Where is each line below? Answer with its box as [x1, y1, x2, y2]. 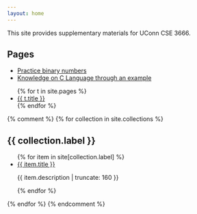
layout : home [7, 10, 44, 17]
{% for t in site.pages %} [16, 87, 87, 96]
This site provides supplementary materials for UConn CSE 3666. [7, 29, 192, 37]
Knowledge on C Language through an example [16, 74, 152, 82]
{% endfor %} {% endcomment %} [7, 200, 105, 209]
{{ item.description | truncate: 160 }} [16, 174, 119, 182]
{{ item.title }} [16, 160, 55, 168]
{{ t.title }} [16, 94, 46, 103]
